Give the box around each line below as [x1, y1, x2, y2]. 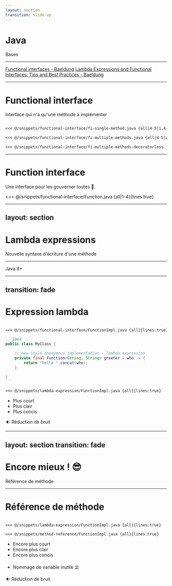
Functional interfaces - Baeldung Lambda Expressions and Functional [5, 66, 152, 72]
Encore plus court [12, 541, 51, 547]
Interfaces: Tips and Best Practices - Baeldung [5, 71, 104, 78]
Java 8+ [5, 266, 23, 272]
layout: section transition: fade [5, 441, 106, 449]
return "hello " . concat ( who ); [24, 360, 88, 365]
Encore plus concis [12, 552, 54, 558]
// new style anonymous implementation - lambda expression [14, 351, 145, 356]
